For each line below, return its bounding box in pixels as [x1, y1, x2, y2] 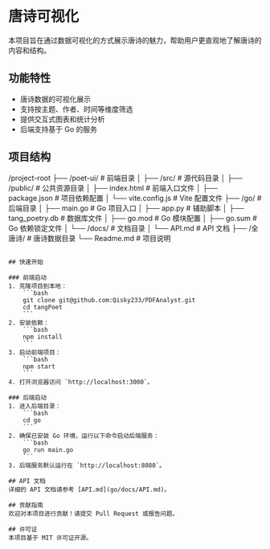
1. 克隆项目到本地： [8, 282, 67, 290]
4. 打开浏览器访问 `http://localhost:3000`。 [8, 378, 154, 386]
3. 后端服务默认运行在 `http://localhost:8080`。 [8, 461, 166, 469]
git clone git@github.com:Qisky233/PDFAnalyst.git [22, 296, 196, 304]
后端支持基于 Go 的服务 [19, 124, 98, 133]
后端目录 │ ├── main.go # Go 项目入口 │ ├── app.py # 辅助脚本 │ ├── [8, 203, 245, 213]
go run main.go [22, 445, 74, 454]
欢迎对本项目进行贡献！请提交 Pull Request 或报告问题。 [8, 510, 179, 518]
